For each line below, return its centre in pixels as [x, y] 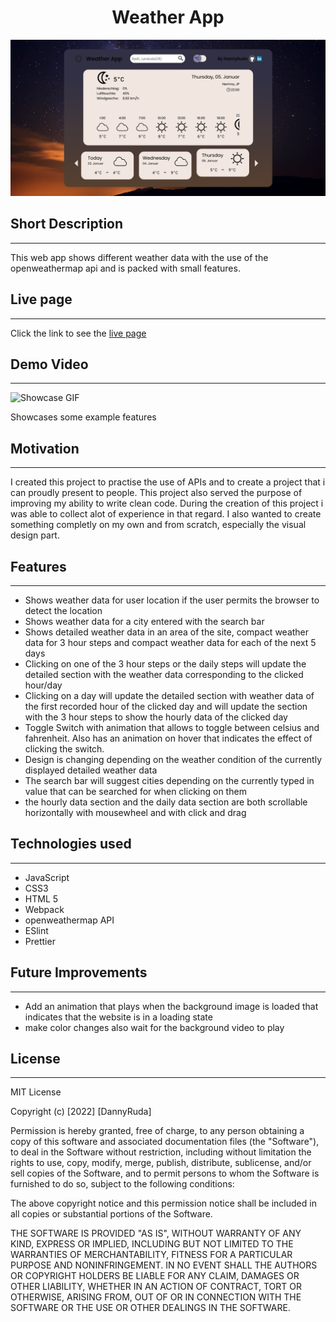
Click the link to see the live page [78, 333]
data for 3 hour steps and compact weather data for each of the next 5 [170, 643]
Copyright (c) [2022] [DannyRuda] [81, 1112]
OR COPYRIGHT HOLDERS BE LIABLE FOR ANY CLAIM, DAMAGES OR [155, 1276]
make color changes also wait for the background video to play [154, 1027]
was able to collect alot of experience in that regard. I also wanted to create [166, 514]
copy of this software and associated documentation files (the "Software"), [165, 1142]
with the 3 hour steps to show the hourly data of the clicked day [156, 717]
